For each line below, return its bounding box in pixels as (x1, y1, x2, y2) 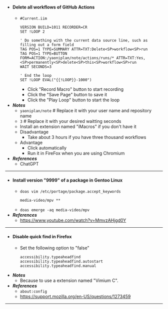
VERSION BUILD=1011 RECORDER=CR (19, 25, 87, 30)
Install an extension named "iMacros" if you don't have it (19, 123, 136, 130)
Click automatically (27, 145, 66, 151)
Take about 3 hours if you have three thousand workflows (27, 134, 146, 140)
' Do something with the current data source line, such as (19, 38, 148, 43)
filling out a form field (19, 43, 74, 48)
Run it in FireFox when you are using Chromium (27, 150, 125, 157)
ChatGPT (19, 161, 39, 167)
